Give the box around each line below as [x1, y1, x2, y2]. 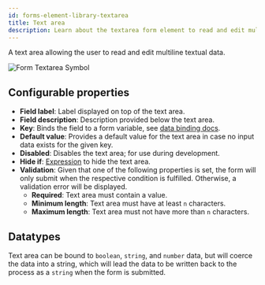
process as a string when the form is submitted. [8, 268, 166, 276]
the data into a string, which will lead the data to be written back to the [8, 259, 237, 268]
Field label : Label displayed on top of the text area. [19, 107, 185, 117]
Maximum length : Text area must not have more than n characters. [31, 207, 250, 217]
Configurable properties [8, 86, 130, 99]
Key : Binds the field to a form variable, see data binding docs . [19, 124, 221, 133]
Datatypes [8, 230, 61, 243]
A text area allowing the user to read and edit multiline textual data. [8, 48, 226, 57]
